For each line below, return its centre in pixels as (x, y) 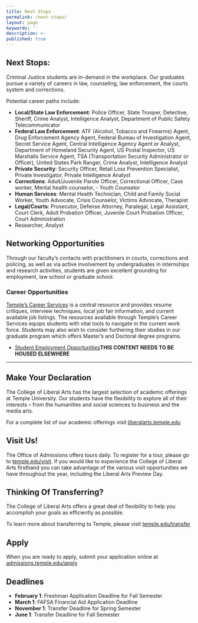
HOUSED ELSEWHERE (42, 354)
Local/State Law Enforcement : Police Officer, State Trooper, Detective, (101, 112)
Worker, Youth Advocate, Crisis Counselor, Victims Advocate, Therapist (101, 200)
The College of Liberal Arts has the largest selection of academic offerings (97, 392)
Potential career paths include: (43, 101)
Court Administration (40, 219)
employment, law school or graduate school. (60, 276)
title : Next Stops (29, 11)
